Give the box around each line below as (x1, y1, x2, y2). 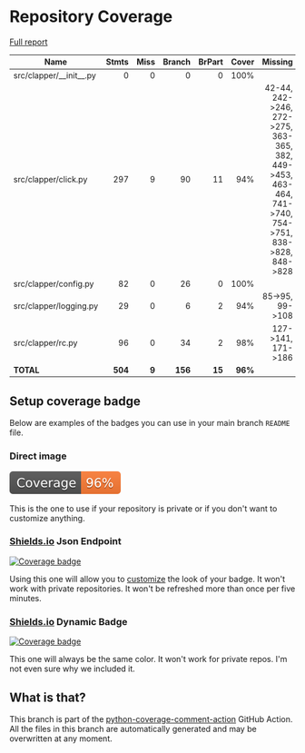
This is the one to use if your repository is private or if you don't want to (9, 502, 278, 514)
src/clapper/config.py (13, 279, 94, 290)
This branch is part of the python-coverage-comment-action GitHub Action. (9, 713, 293, 724)
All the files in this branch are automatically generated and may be (9, 723, 257, 734)
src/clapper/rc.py (13, 338, 78, 349)
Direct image (9, 450, 67, 462)
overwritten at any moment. (9, 733, 113, 744)
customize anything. (9, 512, 85, 523)
